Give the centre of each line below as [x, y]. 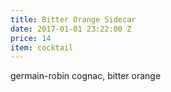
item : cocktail [42, 47]
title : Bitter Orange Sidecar [73, 19]
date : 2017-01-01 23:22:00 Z [71, 29]
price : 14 [31, 38]
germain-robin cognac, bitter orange [86, 76]
